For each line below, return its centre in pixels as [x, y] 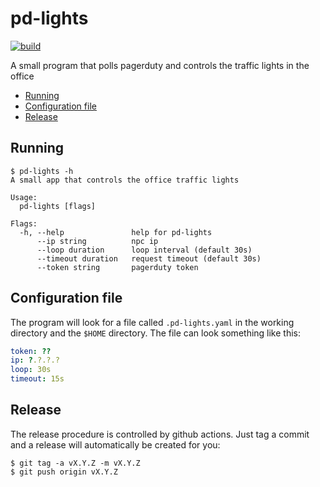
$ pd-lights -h [42, 171]
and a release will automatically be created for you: [115, 444]
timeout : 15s [37, 379]
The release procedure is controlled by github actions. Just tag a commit [160, 434]
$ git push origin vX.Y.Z [64, 472]
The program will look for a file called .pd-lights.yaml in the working [152, 322]
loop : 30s [31, 370]
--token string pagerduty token [117, 267]
